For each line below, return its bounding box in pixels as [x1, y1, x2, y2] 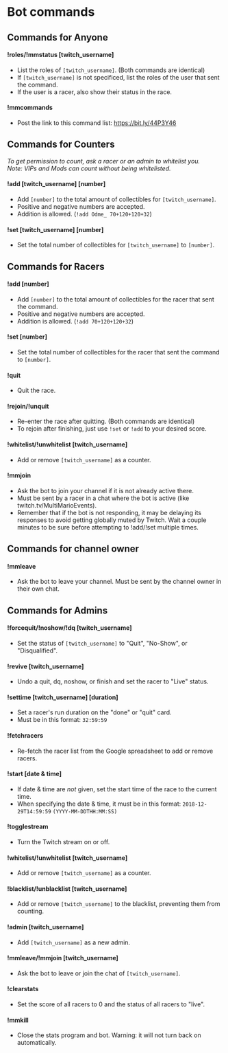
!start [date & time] [7, 770, 62, 778]
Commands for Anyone [7, 32, 108, 43]
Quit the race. [16, 386, 56, 395]
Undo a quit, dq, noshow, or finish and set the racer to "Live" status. [16, 677, 209, 686]
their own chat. [16, 585, 60, 593]
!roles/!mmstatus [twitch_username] [7, 51, 114, 59]
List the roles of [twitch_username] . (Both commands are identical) [16, 66, 205, 74]
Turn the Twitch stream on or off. [16, 838, 110, 846]
